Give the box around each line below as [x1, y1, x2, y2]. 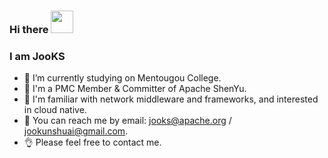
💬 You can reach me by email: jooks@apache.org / [23, 115, 232, 127]
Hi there [9, 22, 49, 36]
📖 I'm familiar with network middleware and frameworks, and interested [23, 93, 319, 105]
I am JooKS [9, 49, 66, 63]
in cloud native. [23, 104, 87, 116]
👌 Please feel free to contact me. [23, 136, 162, 149]
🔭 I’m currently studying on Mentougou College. [23, 72, 222, 84]
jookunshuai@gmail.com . [23, 125, 129, 137]
